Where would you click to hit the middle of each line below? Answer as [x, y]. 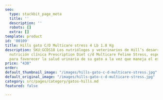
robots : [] [20, 28]
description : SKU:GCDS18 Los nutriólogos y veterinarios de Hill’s [75, 50]
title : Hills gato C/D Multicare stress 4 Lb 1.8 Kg [59, 45]
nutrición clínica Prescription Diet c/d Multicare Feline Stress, [79, 54]
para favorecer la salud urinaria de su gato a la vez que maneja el [81, 59]
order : [12, 68]
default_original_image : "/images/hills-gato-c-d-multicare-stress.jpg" [80, 77]
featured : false [21, 86]
